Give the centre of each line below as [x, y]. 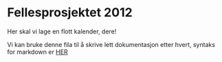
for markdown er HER [37, 52]
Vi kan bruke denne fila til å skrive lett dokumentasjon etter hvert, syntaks [111, 44]
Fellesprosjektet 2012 [70, 13]
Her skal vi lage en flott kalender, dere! [62, 31]
